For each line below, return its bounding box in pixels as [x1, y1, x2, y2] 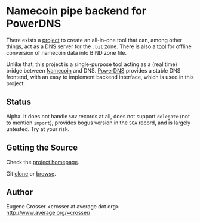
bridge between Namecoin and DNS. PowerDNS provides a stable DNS [6, 67, 181, 74]
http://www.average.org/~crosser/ [6, 210, 91, 217]
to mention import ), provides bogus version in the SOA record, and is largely [6, 119, 191, 126]
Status [6, 97, 32, 107]
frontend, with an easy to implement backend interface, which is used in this [6, 73, 194, 80]
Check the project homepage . [6, 158, 79, 165]
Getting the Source [6, 143, 78, 153]
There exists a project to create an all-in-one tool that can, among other [6, 36, 183, 43]
